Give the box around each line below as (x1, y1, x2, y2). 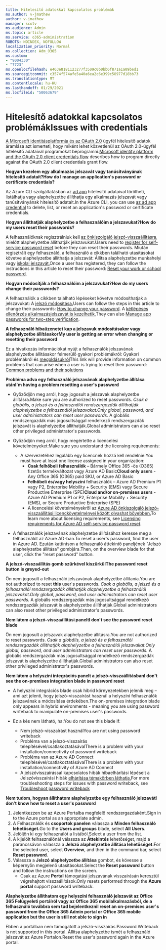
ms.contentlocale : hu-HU (5, 81, 57, 86)
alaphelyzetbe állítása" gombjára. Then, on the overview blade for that (12, 546, 155, 552)
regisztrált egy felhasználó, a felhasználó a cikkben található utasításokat (5, 250, 155, 256)
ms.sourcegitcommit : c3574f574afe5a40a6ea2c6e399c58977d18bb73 (5, 72, 139, 77)
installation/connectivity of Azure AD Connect (20, 765, 114, 771)
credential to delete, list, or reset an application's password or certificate (5, 205, 154, 211)
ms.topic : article (5, 30, 43, 35)
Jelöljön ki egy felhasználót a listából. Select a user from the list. (12, 831, 143, 837)
